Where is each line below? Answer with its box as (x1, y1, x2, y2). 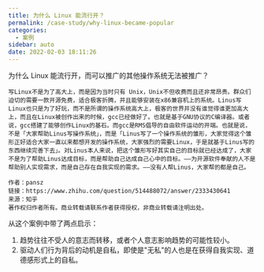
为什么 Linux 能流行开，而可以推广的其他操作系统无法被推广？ (8, 71, 210, 80)
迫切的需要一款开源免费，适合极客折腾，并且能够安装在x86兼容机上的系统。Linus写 (8, 96, 242, 104)
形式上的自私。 (33, 255, 83, 264)
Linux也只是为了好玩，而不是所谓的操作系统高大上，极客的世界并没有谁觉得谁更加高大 (8, 105, 249, 113)
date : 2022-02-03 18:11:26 (8, 48, 97, 56)
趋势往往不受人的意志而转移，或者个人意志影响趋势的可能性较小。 (19, 236, 234, 244)
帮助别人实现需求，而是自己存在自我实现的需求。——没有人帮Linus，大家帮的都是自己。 (8, 163, 251, 171)
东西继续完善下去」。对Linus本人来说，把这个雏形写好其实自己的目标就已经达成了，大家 (8, 147, 252, 155)
